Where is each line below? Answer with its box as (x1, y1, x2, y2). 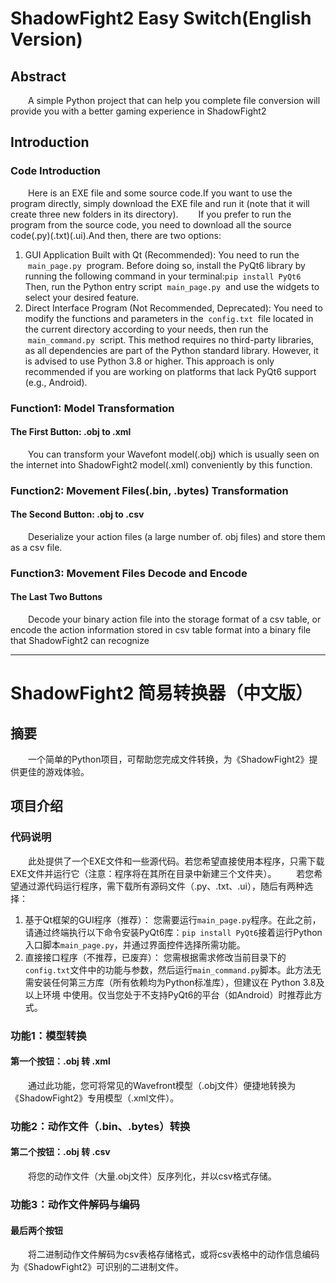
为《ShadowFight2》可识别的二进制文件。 (10, 1261, 184, 1273)
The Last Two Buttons (10, 591, 103, 603)
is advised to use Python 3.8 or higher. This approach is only (24, 355, 275, 367)
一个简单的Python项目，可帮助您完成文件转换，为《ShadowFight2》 (28, 753, 310, 766)
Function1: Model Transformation (10, 401, 175, 415)
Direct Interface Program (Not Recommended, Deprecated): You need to (24, 302, 323, 314)
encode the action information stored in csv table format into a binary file (10, 624, 312, 636)
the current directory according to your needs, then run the (24, 323, 269, 335)
